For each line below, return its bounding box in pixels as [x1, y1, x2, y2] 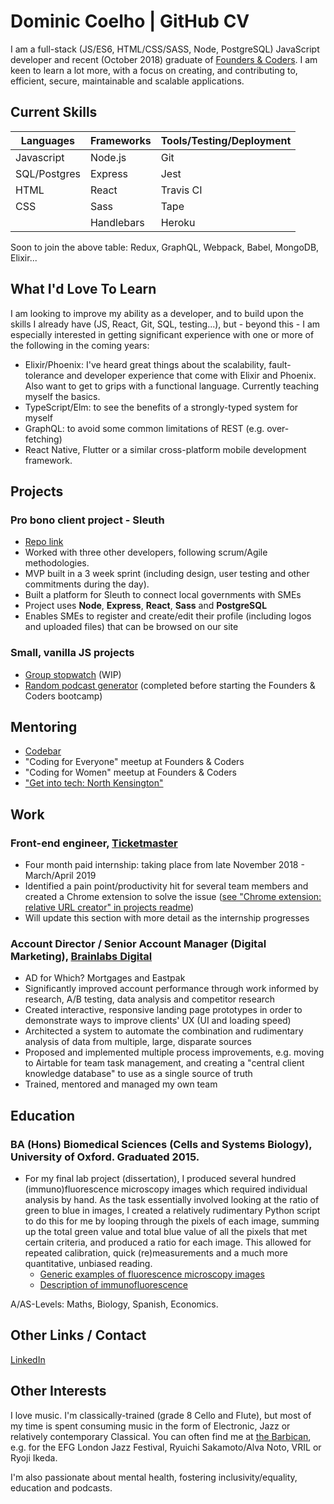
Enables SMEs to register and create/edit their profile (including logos [24, 610, 312, 622]
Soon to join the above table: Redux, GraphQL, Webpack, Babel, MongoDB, [10, 241, 320, 253]
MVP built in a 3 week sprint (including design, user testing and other [24, 568, 310, 580]
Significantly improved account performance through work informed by [24, 983, 319, 995]
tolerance [24, 369, 65, 381]
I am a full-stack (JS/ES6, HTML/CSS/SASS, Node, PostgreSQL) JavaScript [10, 43, 320, 55]
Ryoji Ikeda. [10, 1451, 58, 1464]
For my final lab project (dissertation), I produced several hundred [24, 1173, 297, 1185]
